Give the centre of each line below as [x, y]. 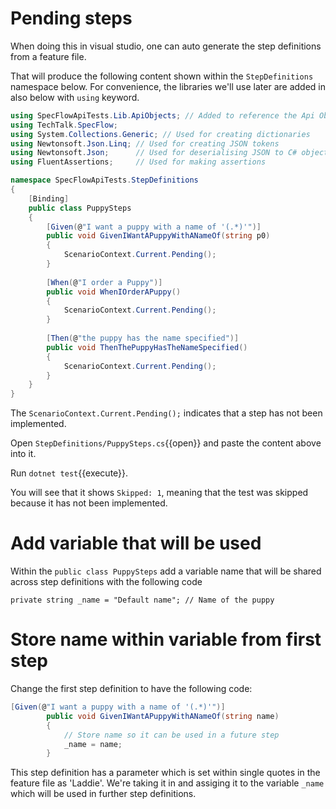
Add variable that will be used [136, 543]
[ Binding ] [49, 198]
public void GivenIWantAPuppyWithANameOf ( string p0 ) [158, 236]
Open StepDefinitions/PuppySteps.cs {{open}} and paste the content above [166, 443]
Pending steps [71, 18]
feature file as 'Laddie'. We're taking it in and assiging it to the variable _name [167, 783]
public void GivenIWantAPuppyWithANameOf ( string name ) [163, 716]
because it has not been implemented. [89, 503]
